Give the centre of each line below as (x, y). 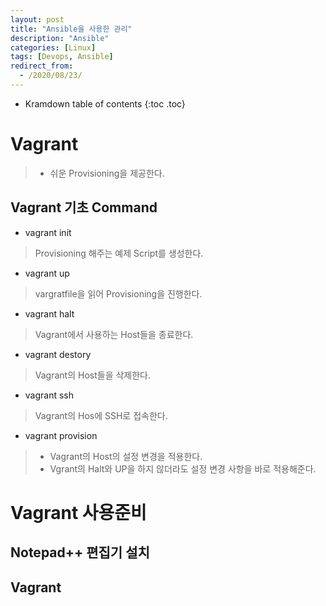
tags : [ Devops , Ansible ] (62, 57)
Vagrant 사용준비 (78, 512)
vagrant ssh (49, 395)
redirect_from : (42, 66)
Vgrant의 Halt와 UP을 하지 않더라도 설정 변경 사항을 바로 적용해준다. (183, 468)
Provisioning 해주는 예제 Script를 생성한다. (119, 253)
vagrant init (48, 232)
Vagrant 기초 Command (84, 207)
